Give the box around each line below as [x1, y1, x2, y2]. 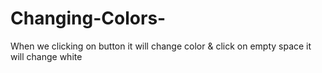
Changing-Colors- [10, 7, 167, 30]
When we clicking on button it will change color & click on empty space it [10, 40, 312, 52]
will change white [10, 50, 83, 62]
